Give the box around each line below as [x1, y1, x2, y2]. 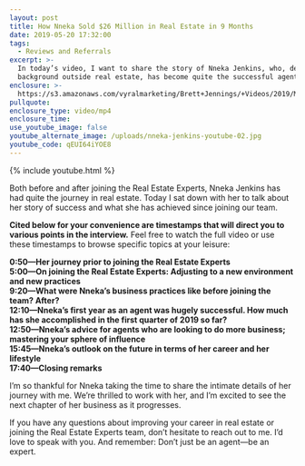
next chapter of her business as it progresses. [9, 399, 182, 410]
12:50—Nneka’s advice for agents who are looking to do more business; [9, 323, 286, 334]
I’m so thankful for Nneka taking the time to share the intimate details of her [9, 380, 292, 391]
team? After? [9, 294, 60, 305]
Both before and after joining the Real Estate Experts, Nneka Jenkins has [9, 183, 281, 193]
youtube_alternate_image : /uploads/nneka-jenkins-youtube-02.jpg [9, 132, 261, 141]
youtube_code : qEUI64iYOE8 [9, 140, 112, 149]
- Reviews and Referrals [17, 47, 112, 56]
